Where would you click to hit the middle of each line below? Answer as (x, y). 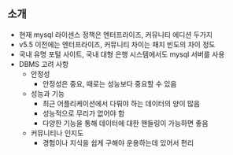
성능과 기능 (47, 94)
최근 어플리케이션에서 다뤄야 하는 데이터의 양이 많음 (121, 103)
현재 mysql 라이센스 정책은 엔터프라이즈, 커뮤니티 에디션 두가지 (116, 35)
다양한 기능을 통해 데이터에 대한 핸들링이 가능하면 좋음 (126, 123)
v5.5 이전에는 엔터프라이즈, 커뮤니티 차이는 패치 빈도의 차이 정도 (117, 44)
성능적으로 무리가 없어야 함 (83, 113)
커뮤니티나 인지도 (57, 133)
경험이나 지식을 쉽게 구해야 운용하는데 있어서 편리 (118, 142)
